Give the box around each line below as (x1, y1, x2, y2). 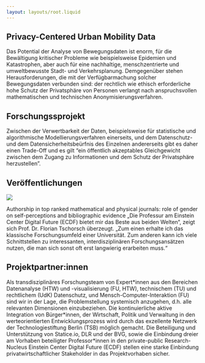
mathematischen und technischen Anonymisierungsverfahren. (6, 93, 163, 101)
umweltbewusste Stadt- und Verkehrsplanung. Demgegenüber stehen (6, 67, 184, 75)
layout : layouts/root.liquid (6, 9, 81, 15)
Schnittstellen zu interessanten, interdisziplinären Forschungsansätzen (6, 238, 185, 245)
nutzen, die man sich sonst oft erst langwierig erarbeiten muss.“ (6, 244, 168, 252)
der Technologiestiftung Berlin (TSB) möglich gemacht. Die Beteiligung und (6, 324, 196, 331)
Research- (164, 337, 191, 344)
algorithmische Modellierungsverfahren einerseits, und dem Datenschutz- (6, 134, 193, 141)
